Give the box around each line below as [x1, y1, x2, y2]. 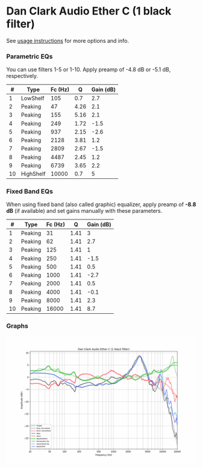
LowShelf [21, 94, 45, 102]
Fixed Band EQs [6, 187, 53, 195]
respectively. [6, 73, 38, 80]
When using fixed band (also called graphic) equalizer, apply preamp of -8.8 [6, 201, 197, 208]
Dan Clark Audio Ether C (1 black [6, 4, 172, 18]
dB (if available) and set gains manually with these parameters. [6, 207, 163, 215]
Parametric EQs [6, 52, 53, 60]
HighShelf [21, 171, 46, 178]
